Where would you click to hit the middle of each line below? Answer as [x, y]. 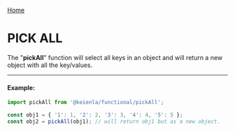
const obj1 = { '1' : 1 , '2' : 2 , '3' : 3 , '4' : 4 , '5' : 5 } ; [95, 115]
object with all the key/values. [50, 65]
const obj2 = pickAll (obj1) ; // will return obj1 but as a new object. [114, 122]
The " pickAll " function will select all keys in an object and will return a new [115, 57]
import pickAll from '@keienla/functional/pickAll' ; [86, 103]
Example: [21, 87]
